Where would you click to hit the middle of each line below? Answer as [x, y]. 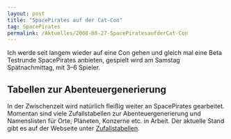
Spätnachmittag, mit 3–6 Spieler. [54, 67]
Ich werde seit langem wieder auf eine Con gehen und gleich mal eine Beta [115, 53]
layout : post [26, 14]
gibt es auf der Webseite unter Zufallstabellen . [74, 129]
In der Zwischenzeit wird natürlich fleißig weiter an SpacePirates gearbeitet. [116, 106]
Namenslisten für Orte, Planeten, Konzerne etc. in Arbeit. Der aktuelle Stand [116, 121]
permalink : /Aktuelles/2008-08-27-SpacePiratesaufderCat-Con [98, 33]
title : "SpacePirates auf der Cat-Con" [65, 20]
